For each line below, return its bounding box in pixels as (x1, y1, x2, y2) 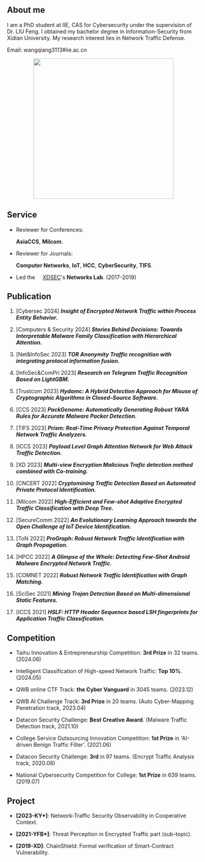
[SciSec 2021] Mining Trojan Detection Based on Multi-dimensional (15, 590, 190, 598)
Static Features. (15, 596, 58, 604)
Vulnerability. (15, 849, 50, 856)
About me (7, 5, 45, 15)
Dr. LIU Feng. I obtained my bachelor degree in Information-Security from (7, 28, 192, 35)
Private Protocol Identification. (15, 486, 97, 493)
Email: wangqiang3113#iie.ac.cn (7, 46, 88, 53)
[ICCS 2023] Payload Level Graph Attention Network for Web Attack (15, 443, 193, 450)
